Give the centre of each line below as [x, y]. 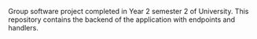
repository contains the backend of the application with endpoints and [122, 19]
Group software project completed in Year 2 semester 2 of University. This [128, 11]
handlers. [24, 28]
